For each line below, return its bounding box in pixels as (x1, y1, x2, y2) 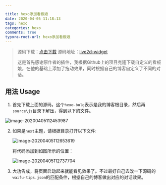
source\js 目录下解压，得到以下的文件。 (12, 107, 94, 114)
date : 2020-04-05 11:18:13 (5, 16, 61, 21)
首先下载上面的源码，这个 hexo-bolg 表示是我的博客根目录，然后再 (12, 101, 146, 107)
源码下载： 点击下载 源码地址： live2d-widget (17, 49, 108, 54)
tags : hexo (5, 21, 28, 26)
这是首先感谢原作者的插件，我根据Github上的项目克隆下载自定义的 (17, 59, 153, 65)
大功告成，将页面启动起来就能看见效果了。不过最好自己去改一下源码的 (12, 168, 156, 174)
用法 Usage (5, 88, 41, 96)
